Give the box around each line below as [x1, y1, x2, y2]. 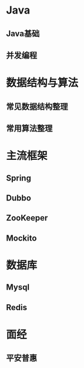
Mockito [6, 233, 37, 243]
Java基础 [6, 28, 40, 38]
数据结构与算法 [6, 76, 79, 90]
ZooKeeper [6, 213, 48, 223]
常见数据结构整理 [6, 101, 68, 111]
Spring [6, 173, 31, 183]
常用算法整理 [6, 123, 53, 133]
